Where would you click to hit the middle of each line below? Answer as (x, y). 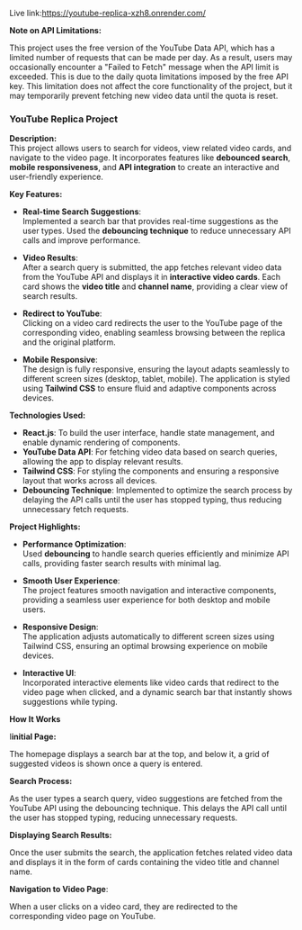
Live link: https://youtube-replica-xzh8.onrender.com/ (108, 13)
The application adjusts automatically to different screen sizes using (148, 637)
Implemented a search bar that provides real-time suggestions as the (150, 221)
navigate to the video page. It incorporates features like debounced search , (150, 158)
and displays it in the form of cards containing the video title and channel (144, 862)
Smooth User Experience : (71, 581)
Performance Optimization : (74, 545)
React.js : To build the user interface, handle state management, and (149, 433)
